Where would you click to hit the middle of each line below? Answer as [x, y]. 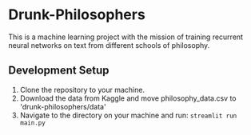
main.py [32, 123]
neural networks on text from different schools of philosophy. [109, 45]
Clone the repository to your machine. [82, 89]
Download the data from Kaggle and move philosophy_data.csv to [128, 98]
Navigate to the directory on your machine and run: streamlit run [128, 115]
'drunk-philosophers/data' [63, 106]
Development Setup [59, 71]
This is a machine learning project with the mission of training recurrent [126, 37]
